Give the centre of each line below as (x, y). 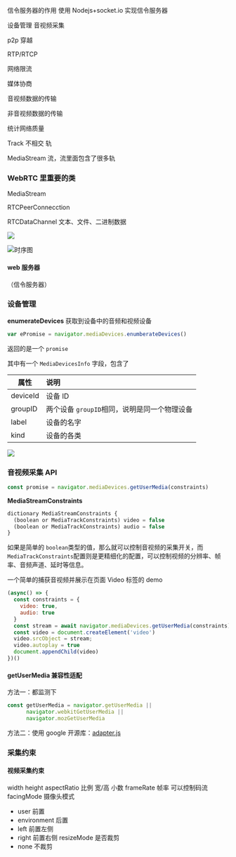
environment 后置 (43, 820)
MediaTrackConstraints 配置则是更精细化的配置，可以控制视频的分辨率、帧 (114, 556)
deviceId (25, 395)
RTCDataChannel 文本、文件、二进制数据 (67, 222)
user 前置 (31, 811)
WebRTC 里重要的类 (41, 178)
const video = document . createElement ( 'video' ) (85, 632)
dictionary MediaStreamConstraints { (63, 513)
